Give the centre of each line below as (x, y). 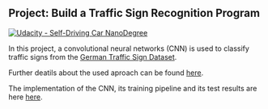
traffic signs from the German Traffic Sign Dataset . (93, 57)
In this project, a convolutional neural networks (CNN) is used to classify (129, 48)
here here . (26, 97)
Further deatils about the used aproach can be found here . (106, 73)
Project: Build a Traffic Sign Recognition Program (134, 13)
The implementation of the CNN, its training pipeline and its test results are (133, 88)
